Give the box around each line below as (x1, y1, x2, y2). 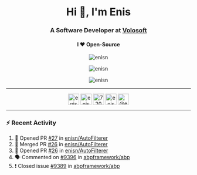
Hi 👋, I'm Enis (66, 5, 131, 19)
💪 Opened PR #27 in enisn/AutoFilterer (14, 134, 108, 142)
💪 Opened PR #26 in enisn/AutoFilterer (14, 147, 108, 154)
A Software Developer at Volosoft (50, 26, 147, 35)
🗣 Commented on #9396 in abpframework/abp (14, 153, 130, 160)
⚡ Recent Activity (6, 119, 57, 127)
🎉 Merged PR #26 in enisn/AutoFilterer (14, 140, 108, 147)
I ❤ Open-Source (77, 41, 120, 48)
